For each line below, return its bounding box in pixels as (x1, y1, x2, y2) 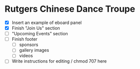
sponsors (19, 42, 38, 47)
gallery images (19, 47, 49, 53)
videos (19, 53, 33, 59)
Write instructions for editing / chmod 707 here (11, 58, 107, 64)
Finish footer (11, 36, 38, 42)
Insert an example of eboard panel (11, 20, 82, 25)
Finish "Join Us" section (11, 25, 60, 31)
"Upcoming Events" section (11, 31, 69, 37)
